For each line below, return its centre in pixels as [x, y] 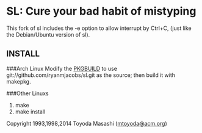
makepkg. [19, 81]
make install [30, 112]
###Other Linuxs [27, 93]
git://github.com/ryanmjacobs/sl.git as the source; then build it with [91, 75]
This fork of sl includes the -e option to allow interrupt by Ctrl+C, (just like [99, 28]
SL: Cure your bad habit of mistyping [101, 11]
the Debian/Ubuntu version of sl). [48, 34]
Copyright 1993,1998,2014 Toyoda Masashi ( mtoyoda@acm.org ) [87, 123]
